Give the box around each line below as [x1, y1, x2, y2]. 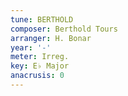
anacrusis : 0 [10, 71, 65, 81]
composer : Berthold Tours [10, 24, 118, 34]
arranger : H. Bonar [10, 33, 92, 43]
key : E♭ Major [10, 61, 70, 71]
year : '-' [10, 42, 52, 53]
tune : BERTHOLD [10, 14, 74, 25]
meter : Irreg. [10, 52, 70, 62]
